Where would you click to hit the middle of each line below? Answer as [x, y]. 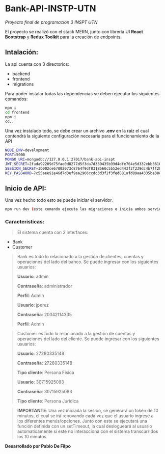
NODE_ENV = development [27, 150]
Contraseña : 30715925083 [45, 392]
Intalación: [22, 52]
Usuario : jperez [33, 305]
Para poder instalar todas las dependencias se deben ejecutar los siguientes [82, 93]
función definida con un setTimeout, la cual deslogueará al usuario [84, 426]
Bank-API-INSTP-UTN [51, 9]
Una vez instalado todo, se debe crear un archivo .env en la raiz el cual [77, 131]
